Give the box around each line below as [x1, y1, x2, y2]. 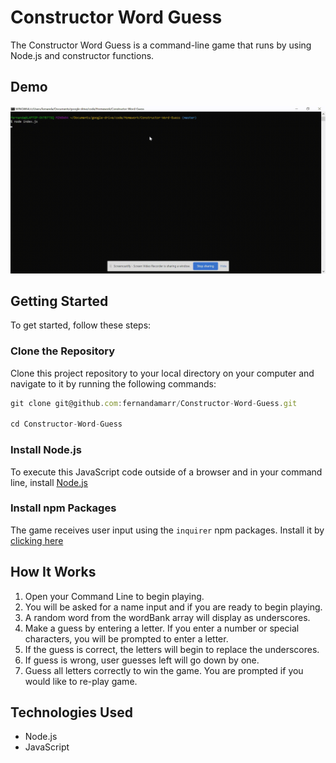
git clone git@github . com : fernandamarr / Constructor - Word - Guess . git [10, 398, 298, 408]
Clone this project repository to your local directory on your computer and [10, 367, 315, 379]
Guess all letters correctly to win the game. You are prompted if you [24, 664, 304, 676]
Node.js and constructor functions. [10, 49, 155, 61]
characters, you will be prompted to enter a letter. [24, 632, 229, 645]
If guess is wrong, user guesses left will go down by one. [24, 654, 260, 666]
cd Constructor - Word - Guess [10, 419, 123, 430]
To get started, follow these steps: [10, 319, 152, 331]
